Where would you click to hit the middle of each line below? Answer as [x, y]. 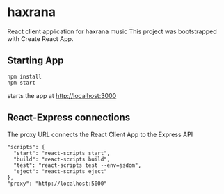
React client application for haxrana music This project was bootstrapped [112, 31]
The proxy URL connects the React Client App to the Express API [100, 134]
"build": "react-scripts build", [62, 159]
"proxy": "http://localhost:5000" [57, 184]
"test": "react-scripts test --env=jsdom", [77, 165]
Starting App [35, 61]
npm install [24, 76]
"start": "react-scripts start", [62, 153]
